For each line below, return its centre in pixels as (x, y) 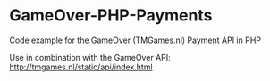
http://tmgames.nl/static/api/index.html (81, 67)
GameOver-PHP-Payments (111, 16)
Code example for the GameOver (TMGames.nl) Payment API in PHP (135, 40)
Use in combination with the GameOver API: (90, 57)
